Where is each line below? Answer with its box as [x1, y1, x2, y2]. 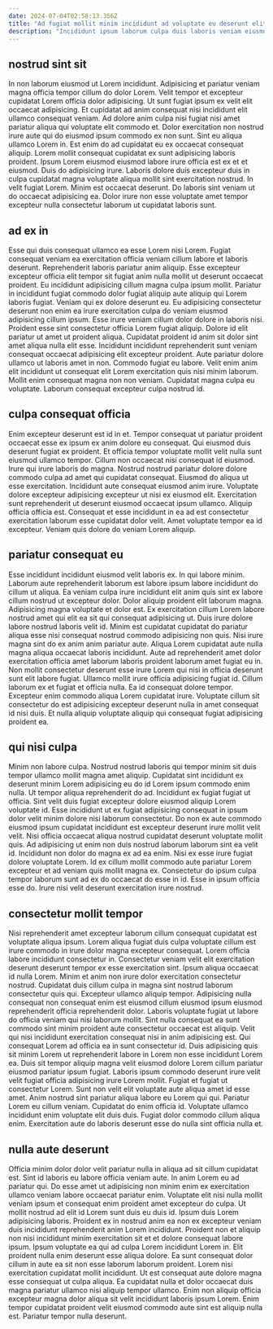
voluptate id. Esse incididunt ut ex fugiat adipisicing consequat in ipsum [8, 805, 248, 815]
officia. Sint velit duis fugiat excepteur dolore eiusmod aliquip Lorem [8, 796, 236, 807]
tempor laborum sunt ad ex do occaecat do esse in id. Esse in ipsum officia [8, 874, 260, 884]
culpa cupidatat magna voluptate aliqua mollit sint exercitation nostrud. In [8, 174, 253, 184]
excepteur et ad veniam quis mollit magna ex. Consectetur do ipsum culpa [8, 865, 257, 876]
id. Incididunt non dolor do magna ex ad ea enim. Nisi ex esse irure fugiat [8, 848, 253, 858]
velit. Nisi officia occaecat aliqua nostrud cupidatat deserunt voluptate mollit [8, 831, 263, 841]
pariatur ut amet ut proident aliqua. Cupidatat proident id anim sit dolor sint [8, 332, 258, 341]
